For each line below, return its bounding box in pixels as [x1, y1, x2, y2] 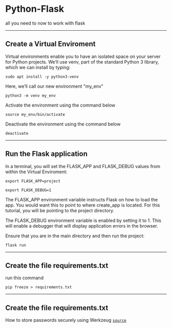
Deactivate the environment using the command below [5, 121, 121, 127]
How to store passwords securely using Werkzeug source [5, 317, 126, 323]
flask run [5, 242, 27, 248]
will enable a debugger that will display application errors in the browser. [5, 222, 159, 229]
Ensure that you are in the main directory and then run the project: [5, 233, 145, 239]
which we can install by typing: [5, 64, 71, 70]
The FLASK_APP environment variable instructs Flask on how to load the [5, 196, 158, 202]
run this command [5, 275, 44, 281]
